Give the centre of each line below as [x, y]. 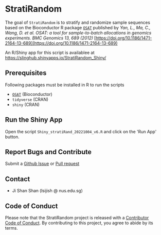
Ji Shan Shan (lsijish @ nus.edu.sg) [47, 191]
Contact [18, 179]
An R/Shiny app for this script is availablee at [50, 53]
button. [12, 137]
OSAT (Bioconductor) [32, 94]
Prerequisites [26, 73]
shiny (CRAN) [26, 104]
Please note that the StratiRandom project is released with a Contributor [77, 218]
